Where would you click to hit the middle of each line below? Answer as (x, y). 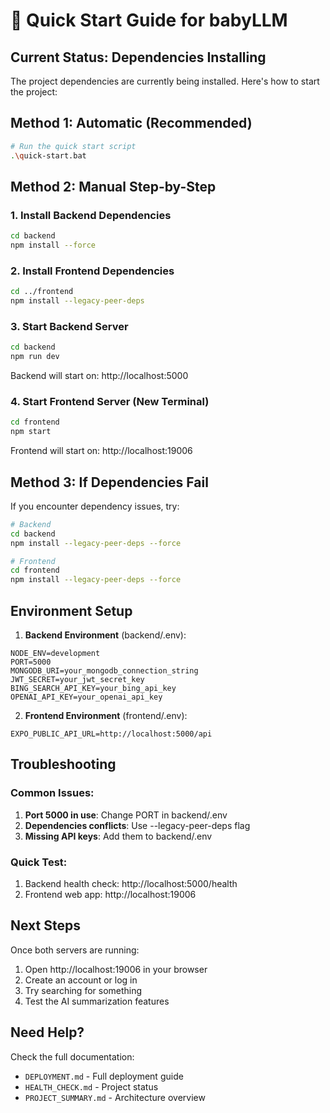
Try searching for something (83, 990)
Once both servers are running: (75, 950)
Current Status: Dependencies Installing (138, 57)
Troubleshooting (63, 764)
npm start (31, 432)
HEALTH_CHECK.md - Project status (91, 1086)
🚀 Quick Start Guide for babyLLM (149, 20)
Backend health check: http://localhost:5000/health (131, 883)
